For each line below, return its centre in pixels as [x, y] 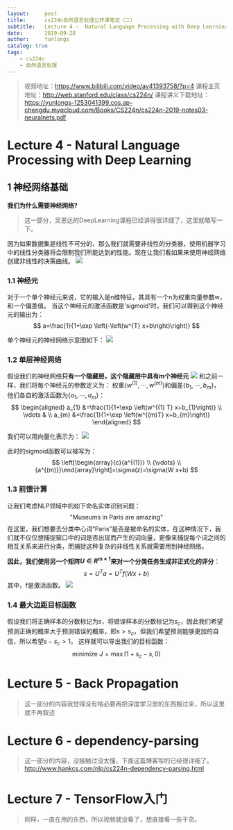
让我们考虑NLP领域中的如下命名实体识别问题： [74, 506]
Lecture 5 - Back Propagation [93, 683]
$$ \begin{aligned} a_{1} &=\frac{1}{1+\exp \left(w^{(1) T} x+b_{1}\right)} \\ [116, 408]
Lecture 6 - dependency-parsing [103, 741]
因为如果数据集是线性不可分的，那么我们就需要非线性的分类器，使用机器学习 [116, 243]
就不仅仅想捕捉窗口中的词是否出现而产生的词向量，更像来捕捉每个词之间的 [119, 537]
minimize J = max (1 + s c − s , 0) [116, 655]
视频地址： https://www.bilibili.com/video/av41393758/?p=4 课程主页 [122, 86]
